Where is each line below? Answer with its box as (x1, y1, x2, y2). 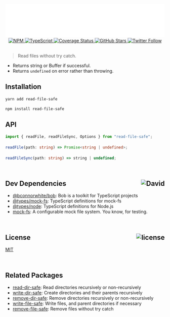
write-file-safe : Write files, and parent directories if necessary (12, 300, 142, 306)
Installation (5, 82, 41, 91)
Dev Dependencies (5, 179, 67, 188)
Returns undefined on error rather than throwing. (12, 68, 114, 74)
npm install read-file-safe (5, 106, 65, 112)
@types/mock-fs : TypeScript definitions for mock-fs (12, 198, 121, 204)
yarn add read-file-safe (5, 96, 58, 101)
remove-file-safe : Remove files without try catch (12, 306, 114, 312)
